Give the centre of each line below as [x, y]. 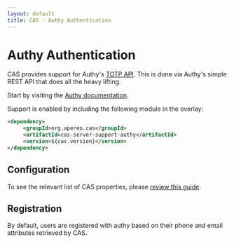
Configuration [39, 170]
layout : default [31, 14]
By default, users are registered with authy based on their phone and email [115, 226]
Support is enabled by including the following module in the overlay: [105, 109]
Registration [35, 209]
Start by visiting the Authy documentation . [68, 95]
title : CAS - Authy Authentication [59, 20]
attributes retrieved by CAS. [47, 233]
